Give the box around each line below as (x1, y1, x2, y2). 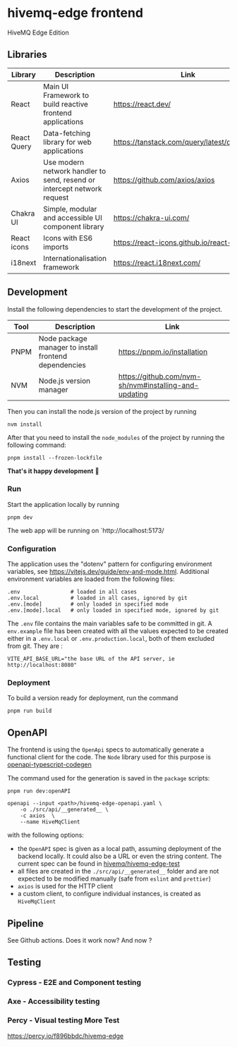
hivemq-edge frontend (7, 5, 143, 21)
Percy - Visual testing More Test (7, 1015, 120, 1025)
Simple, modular (43, 204, 97, 214)
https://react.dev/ (113, 99, 171, 109)
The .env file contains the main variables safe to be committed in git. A (7, 619, 213, 628)
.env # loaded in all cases (7, 589, 138, 596)
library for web (43, 137, 92, 147)
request (43, 192, 69, 202)
